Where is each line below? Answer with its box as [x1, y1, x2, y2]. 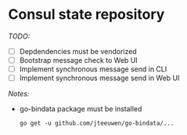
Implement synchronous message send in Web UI [19, 73, 180, 83]
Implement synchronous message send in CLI [19, 64, 167, 74]
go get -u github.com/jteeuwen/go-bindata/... [19, 119, 174, 127]
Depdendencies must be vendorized [19, 46, 137, 56]
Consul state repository [8, 5, 165, 24]
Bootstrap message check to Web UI [19, 56, 138, 64]
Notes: [8, 89, 30, 99]
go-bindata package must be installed [19, 104, 142, 114]
